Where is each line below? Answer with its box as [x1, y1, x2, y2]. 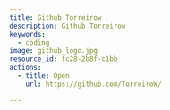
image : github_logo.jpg [9, 47, 98, 55]
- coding [17, 38, 50, 47]
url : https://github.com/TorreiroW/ [25, 80, 163, 89]
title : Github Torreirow [9, 13, 102, 22]
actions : [9, 63, 42, 72]
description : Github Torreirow [9, 21, 126, 30]
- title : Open [17, 72, 70, 80]
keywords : [9, 30, 47, 38]
